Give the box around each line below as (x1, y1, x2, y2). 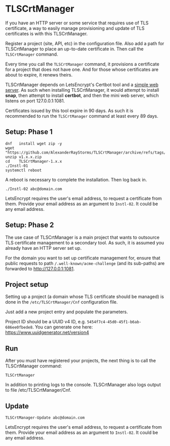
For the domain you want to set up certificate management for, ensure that (5, 254, 160, 261)
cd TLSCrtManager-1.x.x (5, 159, 62, 164)
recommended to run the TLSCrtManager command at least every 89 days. (5, 113, 158, 119)
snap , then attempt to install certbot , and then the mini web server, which (5, 92, 159, 98)
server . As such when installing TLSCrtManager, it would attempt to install (5, 87, 159, 93)
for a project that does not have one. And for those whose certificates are (5, 66, 158, 72)
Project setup (5, 280, 49, 289)
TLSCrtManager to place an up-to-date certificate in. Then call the (5, 46, 144, 52)
